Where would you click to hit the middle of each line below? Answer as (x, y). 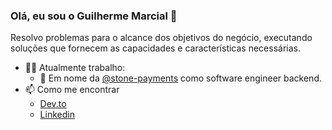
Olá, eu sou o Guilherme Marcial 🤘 (94, 16)
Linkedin (57, 115)
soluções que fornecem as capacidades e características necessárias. (156, 48)
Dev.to (53, 104)
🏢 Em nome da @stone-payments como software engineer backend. (180, 78)
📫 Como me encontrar (72, 90)
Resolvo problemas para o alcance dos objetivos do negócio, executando (161, 38)
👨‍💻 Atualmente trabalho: (75, 68)
